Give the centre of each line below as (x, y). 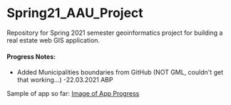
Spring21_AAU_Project (75, 13)
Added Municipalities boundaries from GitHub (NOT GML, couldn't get (120, 72)
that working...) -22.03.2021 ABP (65, 80)
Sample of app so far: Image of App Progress (73, 94)
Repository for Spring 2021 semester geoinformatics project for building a (115, 33)
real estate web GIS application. (53, 40)
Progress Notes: (31, 56)
